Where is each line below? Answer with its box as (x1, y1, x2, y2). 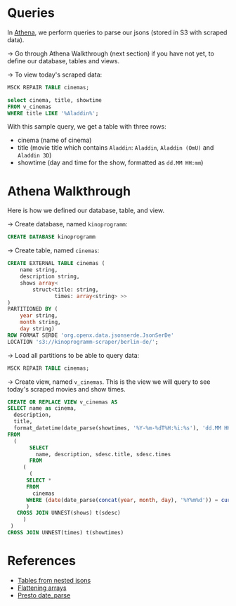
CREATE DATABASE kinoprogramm (7, 233, 96, 240)
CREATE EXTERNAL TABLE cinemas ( (7, 260, 105, 267)
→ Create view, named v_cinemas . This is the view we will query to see (7, 378, 211, 386)
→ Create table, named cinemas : (7, 246, 100, 254)
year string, (20, 312, 58, 319)
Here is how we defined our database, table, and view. (7, 206, 165, 215)
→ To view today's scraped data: (7, 70, 103, 79)
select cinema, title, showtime (7, 96, 102, 103)
